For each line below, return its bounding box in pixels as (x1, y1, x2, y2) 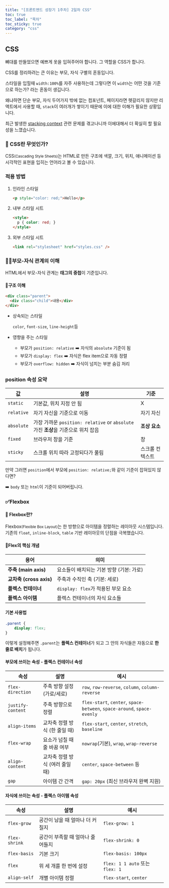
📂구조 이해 (5, 282, 26, 288)
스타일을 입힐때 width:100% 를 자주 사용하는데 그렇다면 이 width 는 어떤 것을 (5, 80, 152, 86)
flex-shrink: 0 (103, 837, 140, 843)
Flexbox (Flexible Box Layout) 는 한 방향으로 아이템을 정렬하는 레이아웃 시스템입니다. (5, 523, 164, 529)
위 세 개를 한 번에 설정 (39, 862, 88, 869)
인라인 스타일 (12, 185, 39, 191)
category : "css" (5, 26, 39, 31)
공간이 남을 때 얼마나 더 (39, 816, 91, 824)
